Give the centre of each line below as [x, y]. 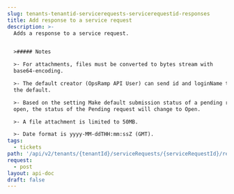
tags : [15, 141]
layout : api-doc [31, 173]
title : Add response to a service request [70, 20]
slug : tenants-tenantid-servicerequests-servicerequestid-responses [109, 14]
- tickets [28, 147]
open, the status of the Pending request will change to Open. [107, 109]
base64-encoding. [39, 71]
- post [23, 167]
